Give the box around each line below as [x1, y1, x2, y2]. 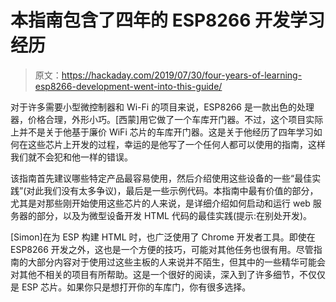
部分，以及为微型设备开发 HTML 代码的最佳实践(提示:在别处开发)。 [36, 209, 313, 221]
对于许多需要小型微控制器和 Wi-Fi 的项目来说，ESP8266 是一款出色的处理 [10, 101, 315, 113]
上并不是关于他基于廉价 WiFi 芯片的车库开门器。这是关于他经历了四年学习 [10, 126, 314, 138]
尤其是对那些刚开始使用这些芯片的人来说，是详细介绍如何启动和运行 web [10, 197, 311, 209]
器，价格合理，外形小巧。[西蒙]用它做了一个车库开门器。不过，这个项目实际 [10, 113, 324, 125]
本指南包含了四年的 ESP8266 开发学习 [10, 9, 325, 32]
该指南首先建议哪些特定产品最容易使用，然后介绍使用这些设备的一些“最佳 [10, 172, 313, 184]
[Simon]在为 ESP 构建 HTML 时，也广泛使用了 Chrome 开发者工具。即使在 [10, 231, 316, 243]
